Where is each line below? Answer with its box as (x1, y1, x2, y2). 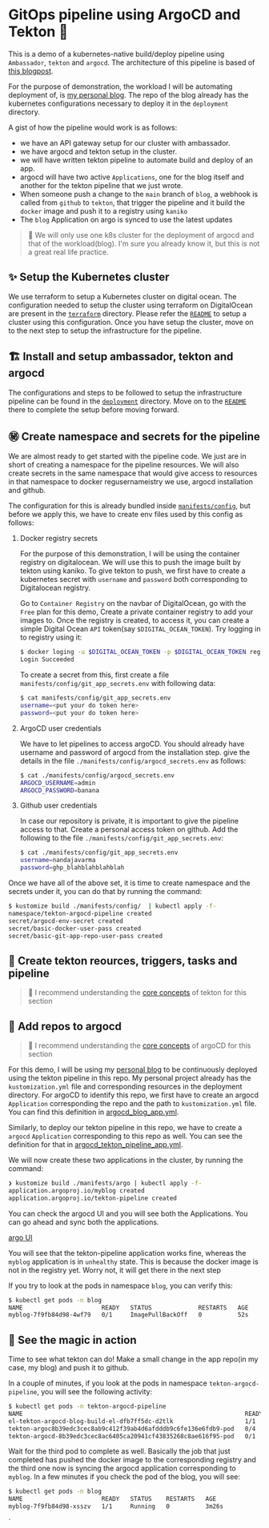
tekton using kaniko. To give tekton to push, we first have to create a (19, 566, 246, 576)
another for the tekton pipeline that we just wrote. (19, 180, 183, 190)
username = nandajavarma (19, 856, 96, 864)
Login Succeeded (19, 656, 74, 664)
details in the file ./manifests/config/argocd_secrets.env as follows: (19, 756, 247, 765)
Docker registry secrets (19, 534, 98, 543)
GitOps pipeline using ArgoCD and (8, 6, 241, 24)
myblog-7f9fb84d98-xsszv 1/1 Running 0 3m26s (8, 1502, 224, 1510)
